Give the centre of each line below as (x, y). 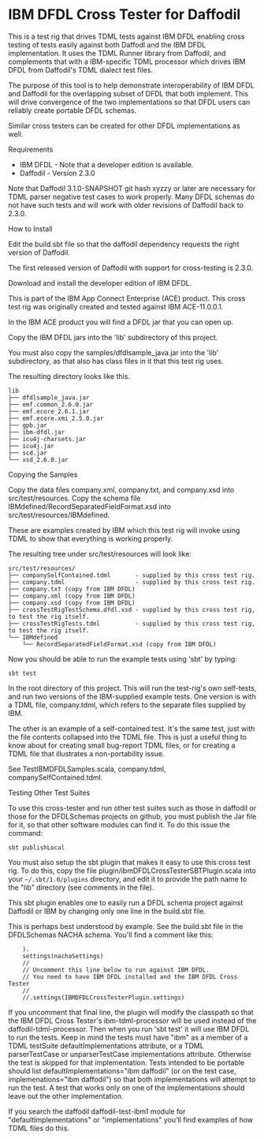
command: (26, 833)
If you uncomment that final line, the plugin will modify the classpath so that (131, 1012)
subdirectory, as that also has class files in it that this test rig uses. (116, 361)
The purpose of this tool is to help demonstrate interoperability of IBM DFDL (131, 85)
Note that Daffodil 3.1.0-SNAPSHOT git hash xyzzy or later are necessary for (132, 188)
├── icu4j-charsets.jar (47, 439)
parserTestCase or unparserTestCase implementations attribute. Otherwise (130, 1054)
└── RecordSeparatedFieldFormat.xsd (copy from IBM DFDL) (119, 644)
